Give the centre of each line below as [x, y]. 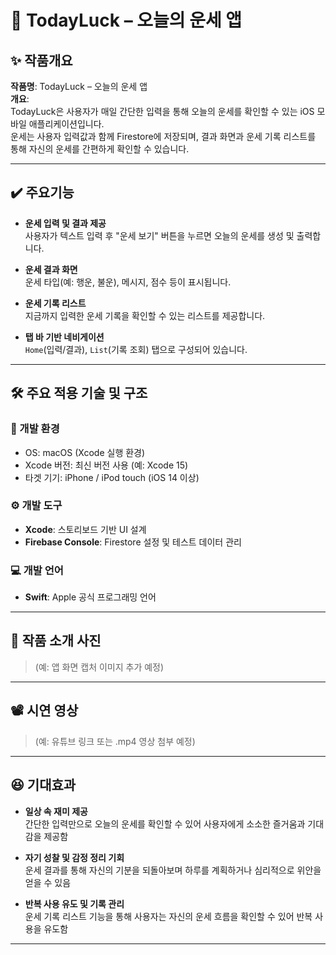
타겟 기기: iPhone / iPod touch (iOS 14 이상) [112, 477]
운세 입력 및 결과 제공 [65, 223]
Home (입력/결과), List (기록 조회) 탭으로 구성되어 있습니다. [136, 349]
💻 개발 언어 [37, 570]
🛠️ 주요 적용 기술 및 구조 [79, 393]
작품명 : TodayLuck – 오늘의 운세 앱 [79, 86]
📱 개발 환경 [35, 429]
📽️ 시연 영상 [44, 711]
